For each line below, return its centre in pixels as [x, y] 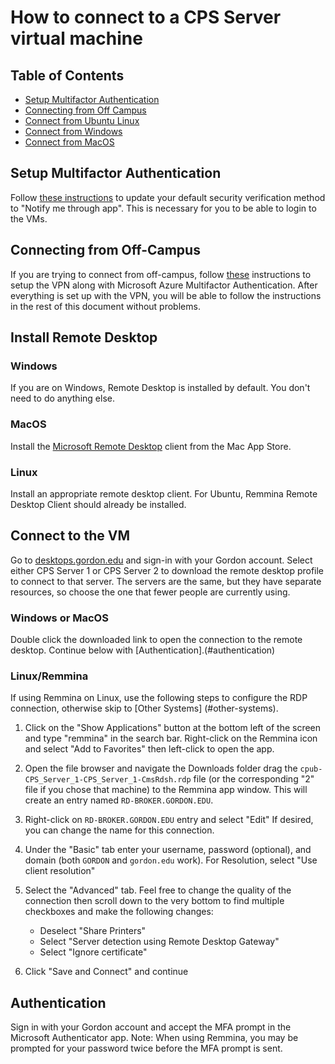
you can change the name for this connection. [119, 830]
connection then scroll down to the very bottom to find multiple [154, 901]
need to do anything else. [62, 398]
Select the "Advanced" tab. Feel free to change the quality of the [158, 890]
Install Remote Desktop [84, 337]
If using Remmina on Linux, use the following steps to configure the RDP [159, 698]
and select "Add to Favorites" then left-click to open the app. [149, 749]
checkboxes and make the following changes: [119, 912]
